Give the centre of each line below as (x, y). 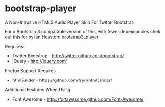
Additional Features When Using (38, 89)
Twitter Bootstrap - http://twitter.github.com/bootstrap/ (68, 56)
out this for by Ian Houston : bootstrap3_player (52, 37)
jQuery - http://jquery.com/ (40, 61)
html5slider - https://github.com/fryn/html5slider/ (62, 80)
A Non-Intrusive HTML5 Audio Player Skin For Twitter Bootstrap (70, 22)
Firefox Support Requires (30, 70)
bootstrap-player (41, 9)
